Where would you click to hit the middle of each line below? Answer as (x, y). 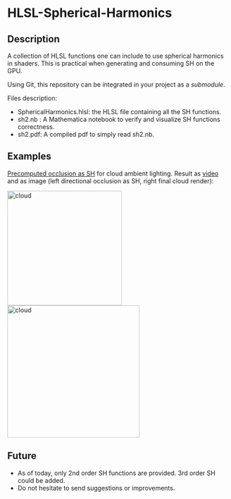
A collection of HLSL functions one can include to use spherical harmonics (115, 56)
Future (22, 456)
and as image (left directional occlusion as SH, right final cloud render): (111, 180)
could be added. (41, 480)
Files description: (32, 98)
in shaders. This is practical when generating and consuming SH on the (111, 63)
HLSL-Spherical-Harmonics (90, 13)
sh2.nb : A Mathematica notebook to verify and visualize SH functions (119, 119)
